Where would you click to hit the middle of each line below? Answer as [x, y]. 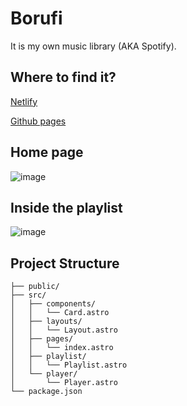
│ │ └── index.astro [62, 348]
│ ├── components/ [53, 304]
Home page [47, 152]
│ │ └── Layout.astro [64, 330]
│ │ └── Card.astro [60, 313]
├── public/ [35, 287]
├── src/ [28, 295]
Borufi [36, 18]
